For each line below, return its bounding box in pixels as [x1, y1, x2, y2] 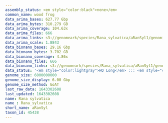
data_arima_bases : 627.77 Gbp [5, 17, 68, 22]
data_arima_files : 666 [5, 31, 52, 36]
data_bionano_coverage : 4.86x [5, 54, 68, 59]
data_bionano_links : [5, 63, 48, 68]
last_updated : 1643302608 [5, 91, 59, 96]
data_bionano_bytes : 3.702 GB [5, 49, 68, 54]
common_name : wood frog [5, 12, 55, 17]
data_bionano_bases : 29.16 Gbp [5, 45, 70, 50]
